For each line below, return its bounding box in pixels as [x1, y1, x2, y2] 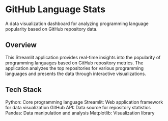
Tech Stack [5, 85, 42, 94]
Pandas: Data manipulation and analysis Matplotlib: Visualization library [5, 110, 155, 116]
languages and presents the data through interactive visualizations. [5, 70, 146, 77]
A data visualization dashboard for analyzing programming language [5, 20, 149, 27]
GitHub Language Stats [5, 4, 106, 15]
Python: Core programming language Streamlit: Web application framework [5, 99, 163, 105]
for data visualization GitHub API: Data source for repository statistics [5, 104, 151, 110]
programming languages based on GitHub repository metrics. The [5, 60, 144, 66]
